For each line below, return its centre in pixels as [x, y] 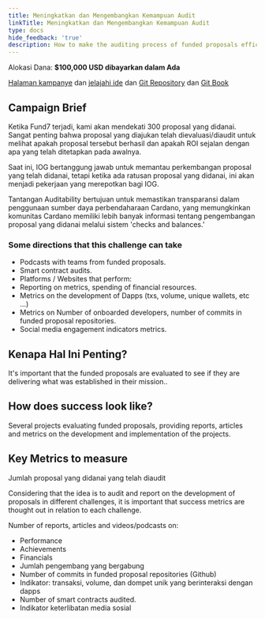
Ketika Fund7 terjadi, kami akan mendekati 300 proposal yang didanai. [122, 126]
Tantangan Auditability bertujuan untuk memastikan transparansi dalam [124, 199]
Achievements [43, 549]
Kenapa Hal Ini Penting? [68, 354]
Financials [36, 557]
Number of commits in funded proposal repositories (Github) [118, 574]
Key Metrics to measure [68, 459]
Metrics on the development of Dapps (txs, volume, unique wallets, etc [134, 296]
